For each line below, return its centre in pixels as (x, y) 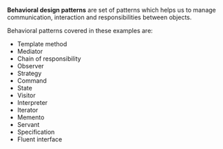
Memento (31, 117)
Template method (42, 44)
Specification (36, 132)
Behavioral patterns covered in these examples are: (80, 31)
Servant (28, 125)
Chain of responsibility (49, 59)
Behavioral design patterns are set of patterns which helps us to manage (111, 10)
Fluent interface (40, 139)
